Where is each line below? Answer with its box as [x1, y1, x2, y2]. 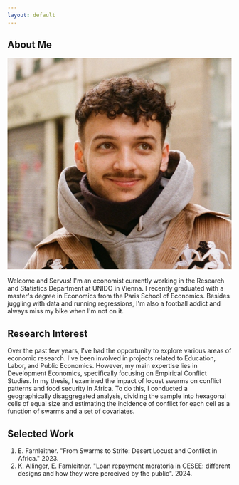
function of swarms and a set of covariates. [7, 407, 135, 416]
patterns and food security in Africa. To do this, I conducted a [7, 385, 188, 393]
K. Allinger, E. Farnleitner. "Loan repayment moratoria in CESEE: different [17, 461, 231, 470]
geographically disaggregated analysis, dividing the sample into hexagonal [7, 392, 226, 400]
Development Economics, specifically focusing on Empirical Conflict [7, 369, 208, 377]
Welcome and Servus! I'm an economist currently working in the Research [7, 276, 225, 285]
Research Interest [7, 328, 88, 340]
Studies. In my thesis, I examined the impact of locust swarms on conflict [7, 377, 222, 385]
